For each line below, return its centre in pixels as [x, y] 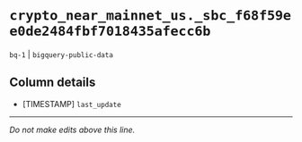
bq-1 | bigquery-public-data [62, 54]
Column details [53, 83]
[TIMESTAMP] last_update [71, 104]
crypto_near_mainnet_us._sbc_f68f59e [151, 16]
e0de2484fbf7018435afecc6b [110, 32]
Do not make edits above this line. [72, 129]
